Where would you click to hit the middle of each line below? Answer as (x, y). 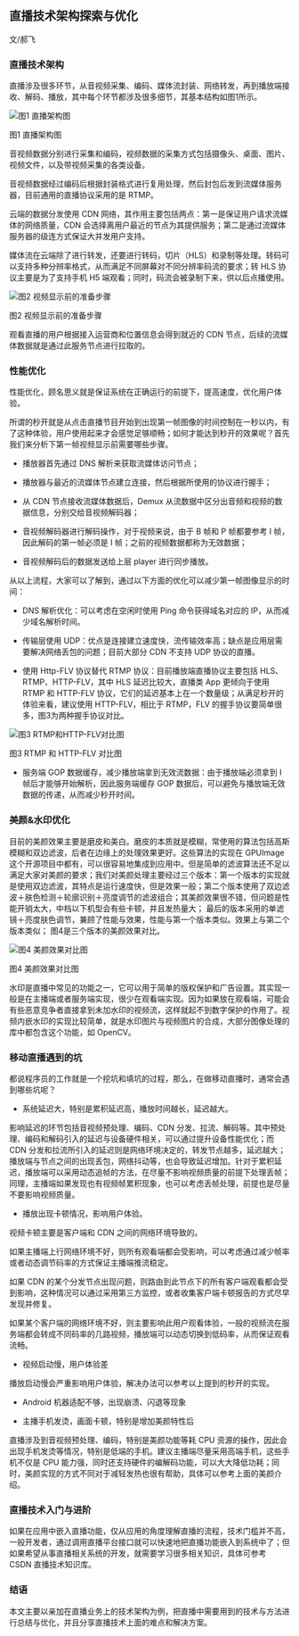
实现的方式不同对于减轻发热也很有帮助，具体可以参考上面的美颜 (157, 1474)
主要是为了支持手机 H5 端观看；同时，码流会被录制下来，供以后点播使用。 (153, 278)
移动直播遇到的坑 (46, 1058)
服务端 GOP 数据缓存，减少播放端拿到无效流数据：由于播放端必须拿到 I (152, 772)
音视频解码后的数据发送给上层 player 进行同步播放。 (117, 561)
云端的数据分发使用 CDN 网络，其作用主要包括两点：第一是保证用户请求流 (145, 214)
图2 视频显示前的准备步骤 (56, 316)
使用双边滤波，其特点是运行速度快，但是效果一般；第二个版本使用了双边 (149, 885)
